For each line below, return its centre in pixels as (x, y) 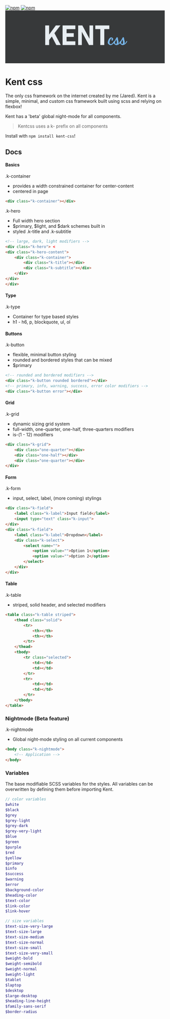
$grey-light (18, 821)
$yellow (13, 858)
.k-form (13, 488)
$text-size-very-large (29, 926)
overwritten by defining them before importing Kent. (59, 789)
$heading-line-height (28, 1001)
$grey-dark (17, 826)
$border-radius (21, 1012)
